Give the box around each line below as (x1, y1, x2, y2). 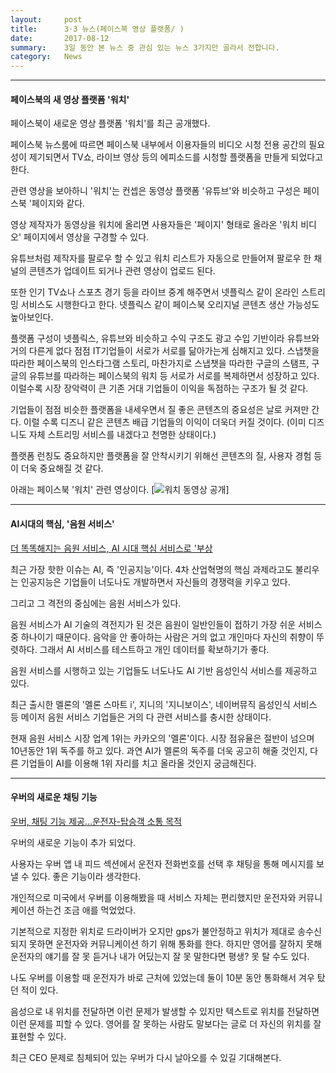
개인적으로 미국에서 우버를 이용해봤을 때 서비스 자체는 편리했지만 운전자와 (10, 891, 297, 903)
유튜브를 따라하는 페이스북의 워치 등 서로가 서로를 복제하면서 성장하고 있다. (28, 370, 320, 382)
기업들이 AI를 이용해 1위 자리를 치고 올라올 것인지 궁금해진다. (20, 757, 257, 769)
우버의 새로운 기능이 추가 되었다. (10, 836, 137, 848)
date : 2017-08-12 (10, 33, 110, 43)
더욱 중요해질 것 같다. (20, 462, 104, 475)
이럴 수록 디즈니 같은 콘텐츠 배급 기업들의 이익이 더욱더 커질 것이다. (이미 (23, 416, 307, 428)
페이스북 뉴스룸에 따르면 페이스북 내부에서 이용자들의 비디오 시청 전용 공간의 (10, 139, 307, 151)
